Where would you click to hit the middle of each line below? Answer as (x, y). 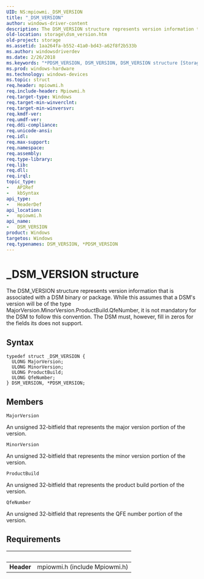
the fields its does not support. (45, 323)
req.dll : (17, 170)
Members (25, 402)
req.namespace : (25, 148)
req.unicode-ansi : (29, 131)
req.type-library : (29, 159)
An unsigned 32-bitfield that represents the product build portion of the (96, 485)
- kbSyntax (23, 193)
